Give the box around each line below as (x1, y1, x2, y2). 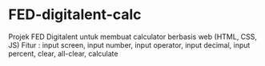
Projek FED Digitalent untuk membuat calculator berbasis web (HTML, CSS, (8, 32, 258, 41)
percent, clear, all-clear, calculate (8, 49, 118, 58)
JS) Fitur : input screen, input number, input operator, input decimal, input (8, 40, 251, 49)
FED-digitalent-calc (8, 6, 142, 24)
